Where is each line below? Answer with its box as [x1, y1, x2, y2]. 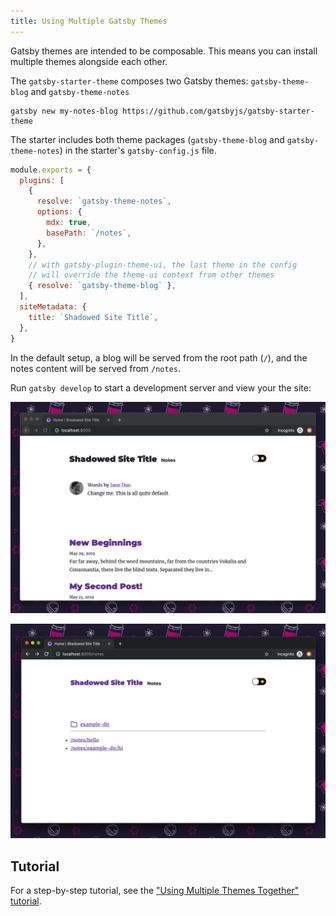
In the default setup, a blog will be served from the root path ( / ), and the [10, 351, 308, 364]
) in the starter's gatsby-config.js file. [59, 144, 217, 156]
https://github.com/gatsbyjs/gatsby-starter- [121, 106, 315, 116]
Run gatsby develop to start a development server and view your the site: [10, 381, 312, 394]
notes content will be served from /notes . [10, 362, 182, 374]
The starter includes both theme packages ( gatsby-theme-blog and [10, 133, 285, 145]
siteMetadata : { [19, 302, 87, 312]
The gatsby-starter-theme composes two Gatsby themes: [10, 75, 249, 87]
